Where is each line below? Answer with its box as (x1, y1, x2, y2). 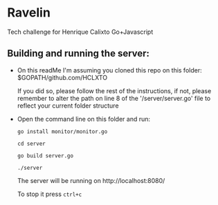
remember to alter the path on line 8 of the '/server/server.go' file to (17, 94, 211, 102)
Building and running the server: (7, 48, 150, 59)
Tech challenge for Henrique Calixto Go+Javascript (7, 28, 154, 36)
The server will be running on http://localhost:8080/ (17, 176, 165, 184)
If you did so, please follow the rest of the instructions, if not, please (17, 86, 212, 95)
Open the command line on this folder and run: (17, 115, 151, 123)
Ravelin (7, 5, 51, 21)
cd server (17, 140, 46, 147)
